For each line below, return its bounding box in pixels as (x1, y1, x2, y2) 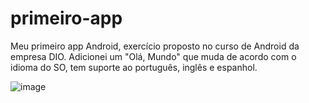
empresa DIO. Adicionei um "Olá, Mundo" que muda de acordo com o (10, 50, 297, 62)
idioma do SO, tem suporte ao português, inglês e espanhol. (10, 61, 258, 73)
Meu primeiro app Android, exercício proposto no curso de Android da (10, 40, 300, 52)
